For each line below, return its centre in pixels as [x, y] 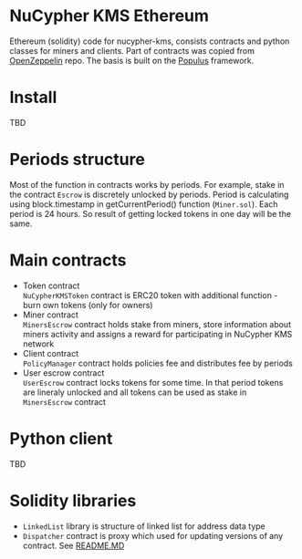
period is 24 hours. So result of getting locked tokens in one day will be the [151, 213]
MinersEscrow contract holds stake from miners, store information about [157, 324]
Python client [61, 438]
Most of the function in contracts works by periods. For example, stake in [147, 184]
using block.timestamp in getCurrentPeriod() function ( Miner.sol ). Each [144, 204]
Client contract [51, 353]
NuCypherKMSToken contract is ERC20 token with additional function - [150, 295]
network [38, 344]
